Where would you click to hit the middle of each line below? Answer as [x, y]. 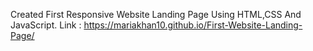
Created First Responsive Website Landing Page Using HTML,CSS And [156, 14]
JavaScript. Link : [46, 25]
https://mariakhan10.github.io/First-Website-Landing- [193, 25]
